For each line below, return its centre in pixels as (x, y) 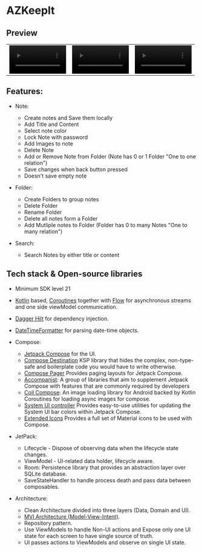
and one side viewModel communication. (66, 307)
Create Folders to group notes (61, 199)
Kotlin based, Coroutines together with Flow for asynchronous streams (103, 300)
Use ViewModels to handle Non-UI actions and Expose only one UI (107, 529)
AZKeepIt (31, 11)
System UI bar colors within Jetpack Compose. (83, 411)
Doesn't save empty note (55, 176)
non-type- (181, 360)
